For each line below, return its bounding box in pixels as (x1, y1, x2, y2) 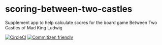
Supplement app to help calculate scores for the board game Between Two (5, 20, 158, 25)
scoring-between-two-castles (5, 3, 132, 15)
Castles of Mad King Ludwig (5, 24, 63, 30)
